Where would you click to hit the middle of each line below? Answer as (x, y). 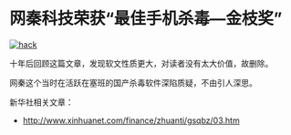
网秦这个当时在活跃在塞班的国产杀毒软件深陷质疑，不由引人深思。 (133, 82)
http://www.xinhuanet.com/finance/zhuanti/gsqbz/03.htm (131, 120)
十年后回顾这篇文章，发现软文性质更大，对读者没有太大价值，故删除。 (141, 63)
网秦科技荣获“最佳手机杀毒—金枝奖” (146, 19)
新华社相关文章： (42, 102)
